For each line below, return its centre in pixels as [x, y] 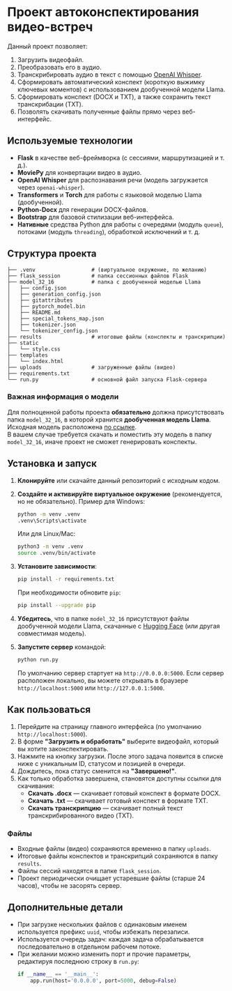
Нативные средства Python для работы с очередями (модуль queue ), [121, 224]
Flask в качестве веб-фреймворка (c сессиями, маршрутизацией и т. [121, 158]
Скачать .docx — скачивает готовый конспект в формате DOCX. [124, 793]
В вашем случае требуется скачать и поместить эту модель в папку [110, 434]
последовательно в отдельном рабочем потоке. [89, 946]
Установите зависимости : [57, 567]
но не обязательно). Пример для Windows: [81, 501]
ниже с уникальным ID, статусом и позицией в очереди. [101, 763]
